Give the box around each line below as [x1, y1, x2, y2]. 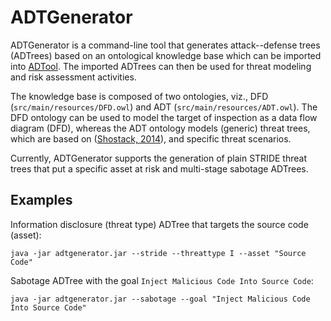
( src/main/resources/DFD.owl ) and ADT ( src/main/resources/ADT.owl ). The [10, 101, 318, 113]
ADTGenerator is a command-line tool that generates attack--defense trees [10, 39, 321, 51]
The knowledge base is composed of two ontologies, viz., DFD [10, 90, 269, 102]
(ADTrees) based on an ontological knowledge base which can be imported [10, 49, 322, 61]
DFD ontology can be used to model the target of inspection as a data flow [10, 111, 318, 123]
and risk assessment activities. [10, 71, 137, 83]
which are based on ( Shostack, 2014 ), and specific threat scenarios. [10, 132, 292, 145]
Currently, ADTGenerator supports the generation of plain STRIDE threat [10, 152, 307, 164]
